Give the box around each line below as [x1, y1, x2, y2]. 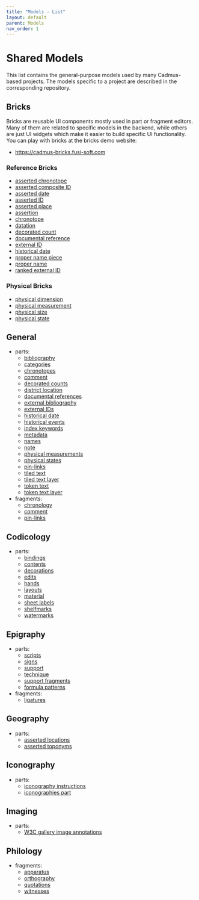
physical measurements [23, 450, 84, 458]
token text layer [23, 489, 63, 496]
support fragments [23, 677, 71, 684]
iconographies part [23, 789, 72, 796]
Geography [6, 714, 49, 724]
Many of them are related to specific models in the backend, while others [6, 124, 188, 131]
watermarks [23, 612, 54, 619]
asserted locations [23, 736, 70, 743]
